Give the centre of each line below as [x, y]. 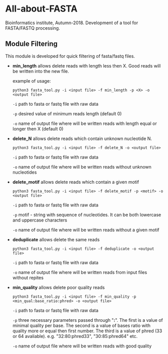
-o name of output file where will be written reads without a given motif [86, 230]
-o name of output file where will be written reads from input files [80, 272]
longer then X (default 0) [38, 128]
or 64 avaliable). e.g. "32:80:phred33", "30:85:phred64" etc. [75, 336]
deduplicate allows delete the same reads [56, 239]
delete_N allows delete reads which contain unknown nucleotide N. [82, 138]
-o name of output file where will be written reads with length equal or [85, 123]
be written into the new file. [41, 71]
